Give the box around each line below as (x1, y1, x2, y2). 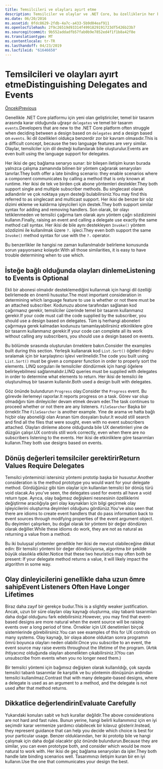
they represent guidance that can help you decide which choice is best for (5, 727, 154, 734)
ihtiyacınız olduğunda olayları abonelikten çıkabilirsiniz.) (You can (5, 649, 134, 656)
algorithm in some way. (5, 562, 52, 567)
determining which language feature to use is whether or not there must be (5, 297, 155, 303)
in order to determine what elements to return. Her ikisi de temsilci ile (5, 374, 143, 379)
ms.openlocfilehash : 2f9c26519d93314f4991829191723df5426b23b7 (5, 25, 136, 30)
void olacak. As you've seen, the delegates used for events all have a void (5, 490, 152, 496)
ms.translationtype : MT (5, 34, 53, 39)
